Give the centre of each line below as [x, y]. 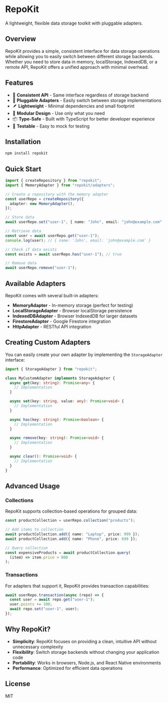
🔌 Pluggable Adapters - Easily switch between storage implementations [87, 100]
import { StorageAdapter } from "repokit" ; [51, 369]
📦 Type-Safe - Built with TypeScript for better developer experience [83, 119]
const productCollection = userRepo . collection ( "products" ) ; [70, 521]
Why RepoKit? [28, 629]
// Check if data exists [31, 250]
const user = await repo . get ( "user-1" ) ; [52, 600]
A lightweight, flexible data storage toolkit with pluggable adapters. [74, 23]
